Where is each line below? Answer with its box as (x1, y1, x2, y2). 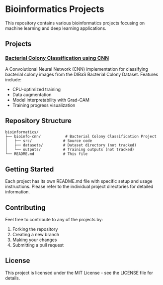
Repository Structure (5, 117, 72, 125)
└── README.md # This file (5, 151, 88, 156)
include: (5, 76, 22, 83)
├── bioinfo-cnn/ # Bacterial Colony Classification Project (5, 134, 157, 139)
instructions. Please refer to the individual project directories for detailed (5, 183, 154, 190)
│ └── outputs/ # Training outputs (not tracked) (5, 147, 135, 152)
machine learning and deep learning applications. (5, 25, 107, 31)
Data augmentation (12, 91, 52, 98)
